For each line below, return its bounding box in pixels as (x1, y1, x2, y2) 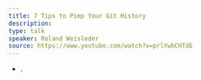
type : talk (8, 27, 45, 35)
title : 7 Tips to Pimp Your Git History (8, 11, 147, 20)
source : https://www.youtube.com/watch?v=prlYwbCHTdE (8, 42, 194, 50)
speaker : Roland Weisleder (8, 34, 99, 43)
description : (8, 19, 52, 27)
